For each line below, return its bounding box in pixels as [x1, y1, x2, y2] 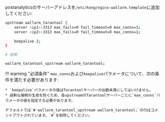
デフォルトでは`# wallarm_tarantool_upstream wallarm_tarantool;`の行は [5, 108, 151, 113]
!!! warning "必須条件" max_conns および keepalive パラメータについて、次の [5, 71, 155, 77]
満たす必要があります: [13, 77, 59, 82]
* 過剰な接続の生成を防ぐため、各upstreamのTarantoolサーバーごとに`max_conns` [5, 93, 157, 98]
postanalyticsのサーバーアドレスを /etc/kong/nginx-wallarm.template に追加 [5, 4, 160, 10]
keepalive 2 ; [14, 39, 41, 43]
